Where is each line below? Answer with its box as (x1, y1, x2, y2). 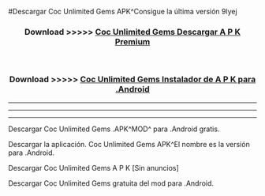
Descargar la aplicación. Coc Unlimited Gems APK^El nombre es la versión (8, 139, 250, 149)
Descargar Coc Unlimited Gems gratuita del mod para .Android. (8, 178, 215, 188)
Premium (114, 36, 151, 47)
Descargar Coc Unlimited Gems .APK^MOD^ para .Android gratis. (8, 124, 220, 134)
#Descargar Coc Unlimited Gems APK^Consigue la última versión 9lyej (8, 7, 238, 16)
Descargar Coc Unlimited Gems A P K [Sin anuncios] (8, 163, 179, 172)
